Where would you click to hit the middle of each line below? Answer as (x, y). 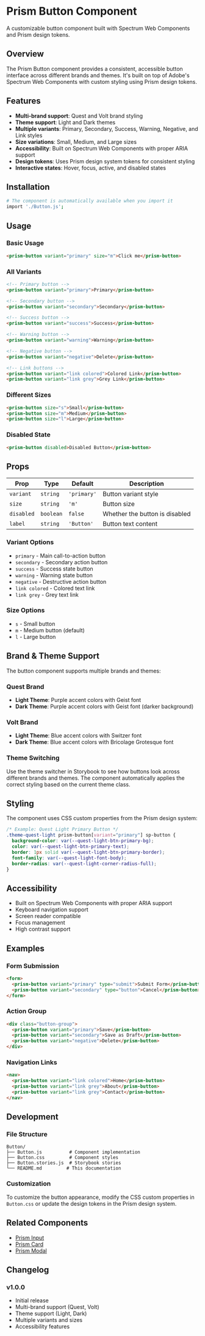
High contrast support (43, 929)
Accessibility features (42, 1327)
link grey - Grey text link (47, 594)
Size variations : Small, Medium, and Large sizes (76, 141)
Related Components (47, 1223)
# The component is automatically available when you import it (90, 201)
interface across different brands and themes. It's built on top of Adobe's (98, 75)
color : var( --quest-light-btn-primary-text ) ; (71, 846)
